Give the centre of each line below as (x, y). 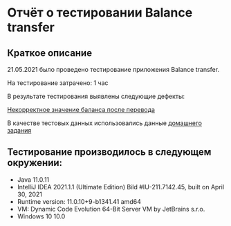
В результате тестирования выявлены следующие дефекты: (96, 96)
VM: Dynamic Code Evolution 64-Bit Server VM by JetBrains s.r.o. (111, 209)
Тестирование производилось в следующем (109, 152)
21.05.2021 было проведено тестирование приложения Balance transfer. (113, 69)
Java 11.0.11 (33, 179)
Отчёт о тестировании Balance (100, 13)
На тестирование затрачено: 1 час (58, 83)
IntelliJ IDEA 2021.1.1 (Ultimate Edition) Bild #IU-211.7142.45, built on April (121, 187)
